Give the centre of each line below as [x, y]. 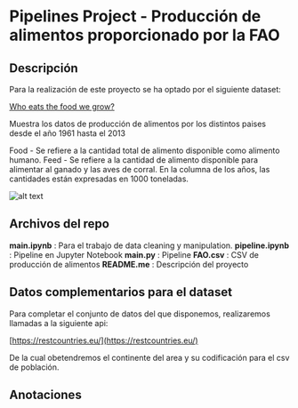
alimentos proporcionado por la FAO [145, 35]
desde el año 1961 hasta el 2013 [68, 133]
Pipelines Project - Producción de [135, 16]
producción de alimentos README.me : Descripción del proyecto [129, 264]
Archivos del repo [59, 224]
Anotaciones [45, 395]
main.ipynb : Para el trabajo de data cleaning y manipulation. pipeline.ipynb [149, 245]
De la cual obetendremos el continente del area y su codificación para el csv [149, 357]
